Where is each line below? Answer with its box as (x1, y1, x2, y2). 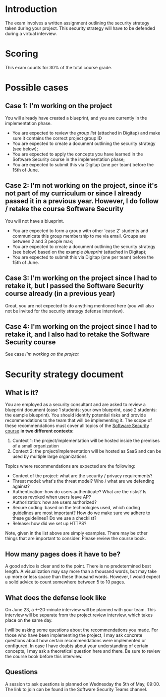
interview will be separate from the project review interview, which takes (5, 612, 153, 618)
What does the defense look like (5, 593, 107, 602)
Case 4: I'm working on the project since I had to (5, 322, 158, 331)
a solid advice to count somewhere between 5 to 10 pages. (5, 579, 125, 585)
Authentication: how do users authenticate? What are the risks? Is (12, 489, 147, 495)
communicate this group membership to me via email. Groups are (12, 233, 146, 239)
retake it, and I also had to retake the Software (5, 330, 150, 338)
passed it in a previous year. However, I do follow (5, 197, 159, 205)
